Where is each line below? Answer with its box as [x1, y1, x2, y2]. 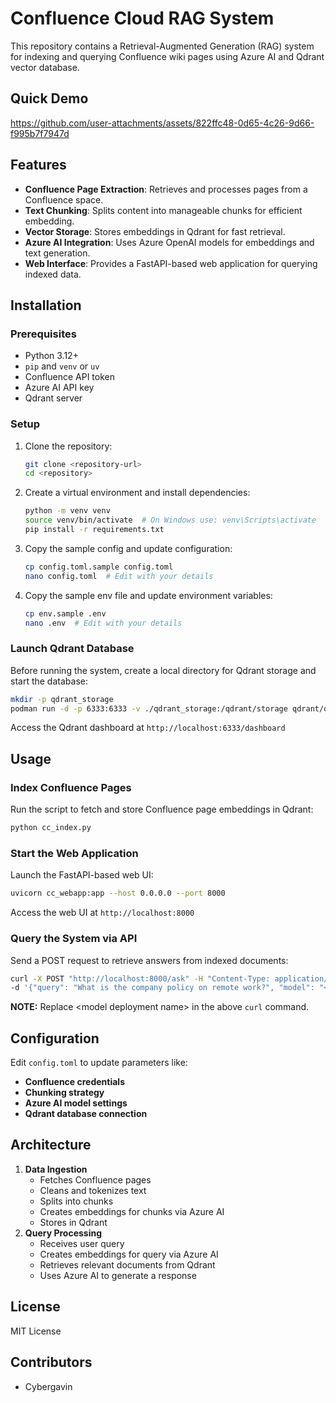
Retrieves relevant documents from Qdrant [39, 1258, 216, 1271]
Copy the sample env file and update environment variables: [24, 589, 273, 601]
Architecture [10, 1137, 92, 1154]
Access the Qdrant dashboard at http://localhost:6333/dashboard [10, 722, 286, 734]
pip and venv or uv [24, 360, 100, 372]
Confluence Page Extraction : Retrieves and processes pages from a [24, 183, 308, 195]
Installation [10, 297, 82, 314]
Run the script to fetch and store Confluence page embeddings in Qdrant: [10, 803, 314, 816]
